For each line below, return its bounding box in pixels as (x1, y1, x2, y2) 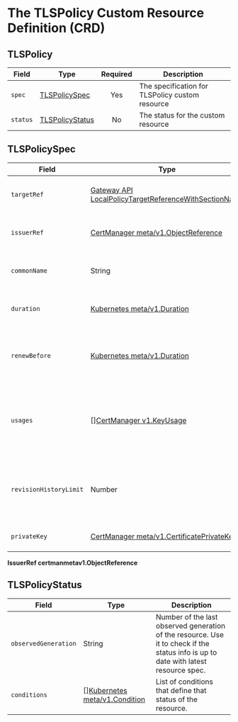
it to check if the (155, 638, 210, 648)
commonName (11, 266, 47, 274)
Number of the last (155, 611, 218, 621)
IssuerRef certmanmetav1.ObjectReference (7, 558, 138, 567)
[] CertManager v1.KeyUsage (90, 415, 187, 425)
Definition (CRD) (7, 20, 106, 36)
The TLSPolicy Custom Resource (7, 5, 205, 21)
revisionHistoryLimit (11, 485, 84, 493)
